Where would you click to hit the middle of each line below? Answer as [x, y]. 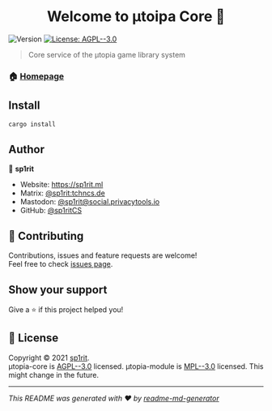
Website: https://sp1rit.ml [62, 185]
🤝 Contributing [46, 235]
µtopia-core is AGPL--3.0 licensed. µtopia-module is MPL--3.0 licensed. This [136, 366]
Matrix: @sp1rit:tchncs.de [62, 193]
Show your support [58, 290]
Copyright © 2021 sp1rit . [49, 357]
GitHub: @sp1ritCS [51, 211]
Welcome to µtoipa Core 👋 [136, 17]
